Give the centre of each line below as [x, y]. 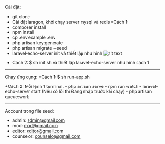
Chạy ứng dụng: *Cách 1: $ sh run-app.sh [47, 77]
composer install [29, 27]
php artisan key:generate [38, 43]
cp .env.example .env [34, 37]
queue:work [17, 97]
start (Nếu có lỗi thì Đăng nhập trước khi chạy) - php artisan [92, 91]
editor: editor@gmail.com [38, 131]
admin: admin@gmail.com [39, 120]
